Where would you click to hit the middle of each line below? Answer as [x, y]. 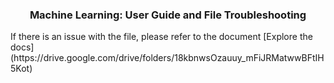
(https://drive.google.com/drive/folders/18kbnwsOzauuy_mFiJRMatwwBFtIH [167, 58]
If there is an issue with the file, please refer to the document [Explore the [161, 37]
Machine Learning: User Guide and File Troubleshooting [168, 15]
